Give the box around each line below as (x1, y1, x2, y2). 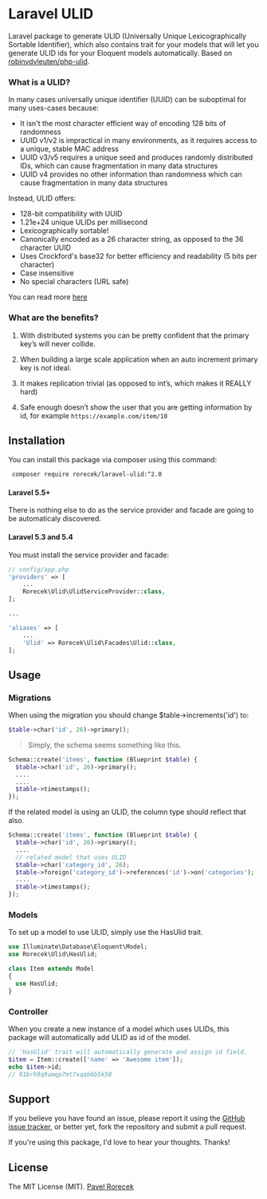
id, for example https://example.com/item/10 (19, 410, 168, 420)
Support (8, 1092, 50, 1106)
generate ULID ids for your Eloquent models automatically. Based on (8, 48, 233, 57)
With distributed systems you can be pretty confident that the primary (19, 330, 249, 340)
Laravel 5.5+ (8, 488, 51, 497)
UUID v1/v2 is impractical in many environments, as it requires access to (19, 136, 257, 145)
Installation (8, 433, 65, 447)
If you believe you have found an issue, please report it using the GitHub (8, 1114, 245, 1123)
